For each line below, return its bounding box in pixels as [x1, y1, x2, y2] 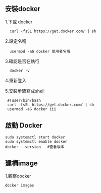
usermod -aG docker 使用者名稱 [9, 49, 70, 54]
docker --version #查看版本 [5, 144, 64, 149]
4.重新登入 [5, 77, 27, 83]
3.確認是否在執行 [5, 58, 40, 64]
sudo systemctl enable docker [5, 139, 68, 144]
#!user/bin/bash [7, 98, 41, 103]
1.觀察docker [5, 173, 31, 179]
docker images [5, 183, 35, 188]
